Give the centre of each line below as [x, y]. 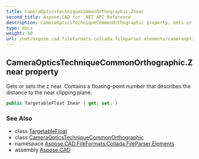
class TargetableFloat [41, 131]
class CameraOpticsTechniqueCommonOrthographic [79, 137]
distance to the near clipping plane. [49, 92]
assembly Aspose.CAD [43, 150]
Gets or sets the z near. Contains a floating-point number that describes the [99, 86]
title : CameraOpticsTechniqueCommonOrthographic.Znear [75, 11]
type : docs [20, 28]
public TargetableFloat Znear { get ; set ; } [62, 103]
